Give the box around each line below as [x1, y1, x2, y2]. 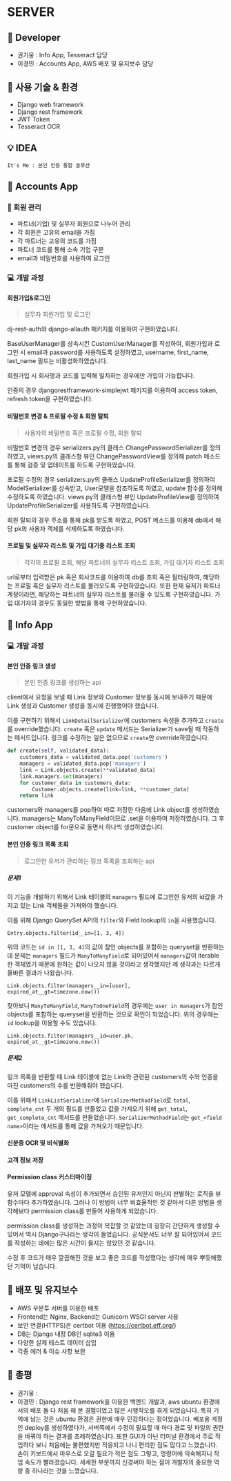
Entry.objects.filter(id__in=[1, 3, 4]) [7, 929, 125, 936]
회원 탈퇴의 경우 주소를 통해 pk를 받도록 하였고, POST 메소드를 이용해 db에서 [7, 516, 214, 524]
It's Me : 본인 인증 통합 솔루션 [7, 162, 90, 169]
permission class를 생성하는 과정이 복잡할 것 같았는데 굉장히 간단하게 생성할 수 [7, 1221, 221, 1230]
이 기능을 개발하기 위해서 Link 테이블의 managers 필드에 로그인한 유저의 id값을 [7, 892, 216, 901]
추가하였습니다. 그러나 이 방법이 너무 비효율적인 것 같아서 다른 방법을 [30, 1198, 215, 1206]
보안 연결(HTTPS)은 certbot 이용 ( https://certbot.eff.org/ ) [17, 1321, 177, 1329]
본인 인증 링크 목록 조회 [7, 840, 69, 848]
